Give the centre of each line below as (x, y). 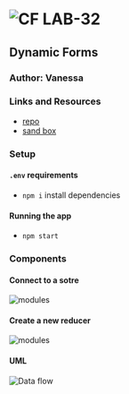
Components (38, 259)
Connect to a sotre (44, 280)
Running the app (40, 216)
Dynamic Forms (54, 52)
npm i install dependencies (71, 195)
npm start (40, 236)
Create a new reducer (50, 320)
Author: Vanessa (47, 78)
